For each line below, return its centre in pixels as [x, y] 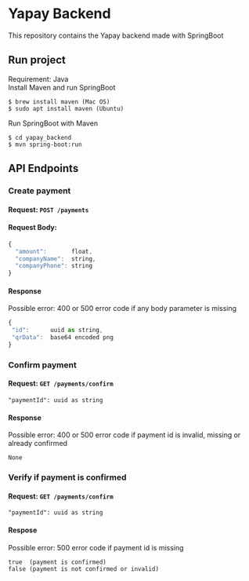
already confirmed [38, 444]
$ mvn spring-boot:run [45, 144]
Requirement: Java [38, 79]
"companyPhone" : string [54, 266]
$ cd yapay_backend [40, 137]
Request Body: [32, 228]
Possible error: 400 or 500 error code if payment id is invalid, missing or [125, 435]
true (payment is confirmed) [58, 562]
